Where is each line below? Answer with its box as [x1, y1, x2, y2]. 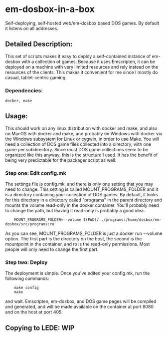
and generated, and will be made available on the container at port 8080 [5, 304, 154, 310]
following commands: [5, 275, 49, 281]
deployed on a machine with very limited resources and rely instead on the [5, 64, 159, 70]
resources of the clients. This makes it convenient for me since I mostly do [5, 69, 158, 75]
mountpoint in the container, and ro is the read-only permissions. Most [5, 241, 150, 247]
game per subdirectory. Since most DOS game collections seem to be [5, 146, 149, 152]
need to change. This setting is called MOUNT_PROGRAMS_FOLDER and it [5, 186, 159, 192]
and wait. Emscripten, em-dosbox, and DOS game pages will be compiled [5, 298, 157, 304]
